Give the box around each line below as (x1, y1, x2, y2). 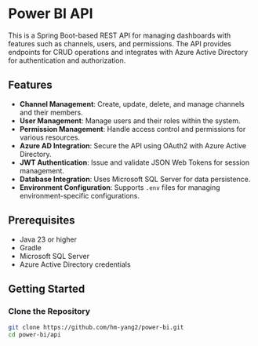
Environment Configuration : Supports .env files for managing (19, 182, 220, 192)
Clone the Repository (8, 305, 91, 316)
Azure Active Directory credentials (19, 260, 131, 269)
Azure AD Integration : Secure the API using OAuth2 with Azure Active (19, 140, 247, 150)
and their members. (19, 107, 84, 117)
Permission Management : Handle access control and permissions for (19, 124, 246, 133)
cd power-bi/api (8, 331, 61, 339)
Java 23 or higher (19, 235, 77, 244)
